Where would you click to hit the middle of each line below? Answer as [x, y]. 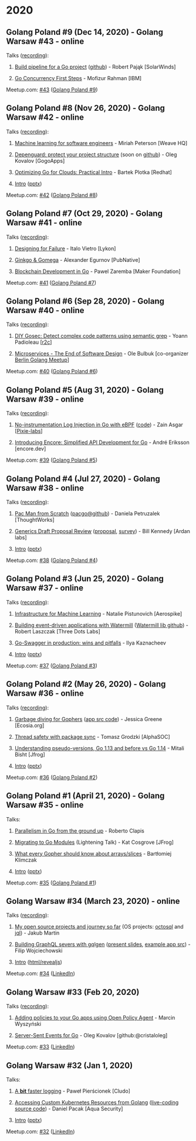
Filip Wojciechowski [38, 951]
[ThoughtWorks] [34, 520]
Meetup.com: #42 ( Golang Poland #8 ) [52, 195]
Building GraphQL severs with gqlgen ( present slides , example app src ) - [102, 945]
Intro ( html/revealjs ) [38, 962]
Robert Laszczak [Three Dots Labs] [58, 631]
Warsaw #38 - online [45, 488]
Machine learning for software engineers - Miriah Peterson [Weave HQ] [101, 143]
